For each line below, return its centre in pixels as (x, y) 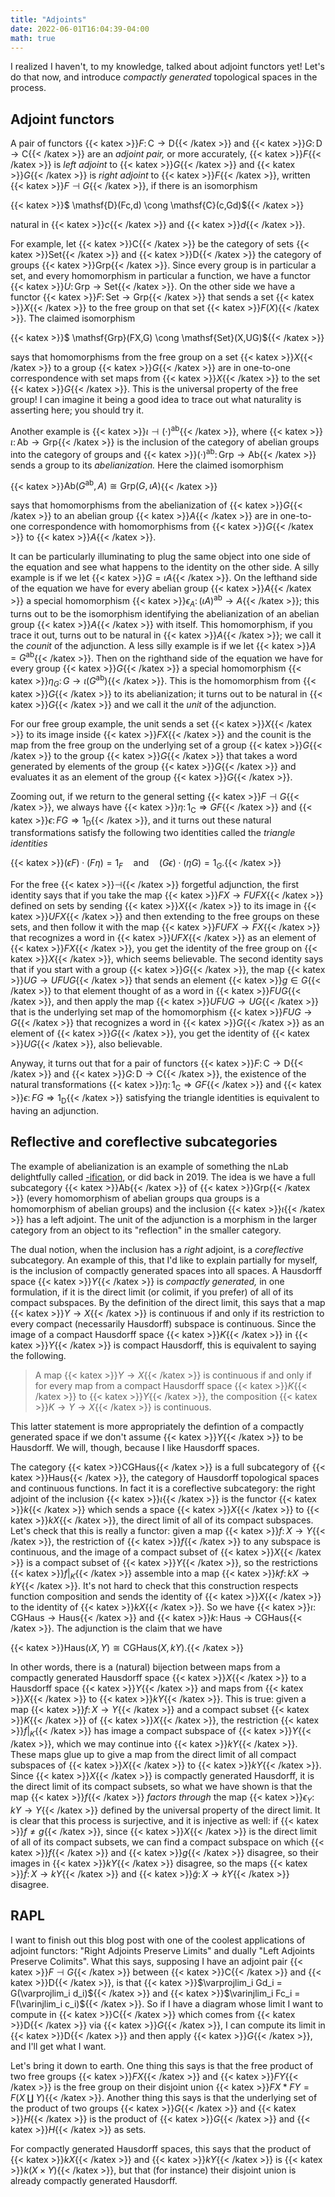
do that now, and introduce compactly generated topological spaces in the (164, 77)
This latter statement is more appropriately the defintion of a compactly (157, 1426)
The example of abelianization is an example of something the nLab (149, 1166)
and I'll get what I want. (58, 2046)
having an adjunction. (55, 1110)
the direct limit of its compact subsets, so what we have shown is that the (161, 1787)
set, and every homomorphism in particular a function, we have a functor (161, 276)
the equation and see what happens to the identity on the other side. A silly (165, 567)
